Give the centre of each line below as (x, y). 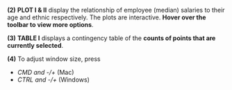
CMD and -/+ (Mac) (45, 72)
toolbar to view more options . (50, 25)
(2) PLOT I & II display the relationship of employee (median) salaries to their (116, 10)
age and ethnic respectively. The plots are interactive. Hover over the (107, 17)
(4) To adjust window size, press (54, 59)
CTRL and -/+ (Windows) (53, 80)
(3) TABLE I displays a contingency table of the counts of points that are (111, 38)
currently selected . (35, 45)
